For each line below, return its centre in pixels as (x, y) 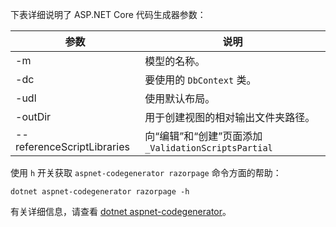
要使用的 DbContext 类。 (200, 80)
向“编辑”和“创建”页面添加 (203, 136)
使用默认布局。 (180, 98)
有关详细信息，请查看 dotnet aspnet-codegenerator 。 (121, 211)
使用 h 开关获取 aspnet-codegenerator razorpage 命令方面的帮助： (146, 172)
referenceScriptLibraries (72, 146)
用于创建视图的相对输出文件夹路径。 (230, 117)
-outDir (33, 116)
